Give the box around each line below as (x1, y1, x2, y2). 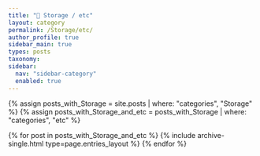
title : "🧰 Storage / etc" (8, 11, 93, 20)
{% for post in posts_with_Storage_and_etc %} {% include (8, 130, 196, 140)
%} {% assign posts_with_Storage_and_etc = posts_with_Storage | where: (8, 107, 247, 116)
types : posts (8, 48, 51, 56)
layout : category (8, 19, 65, 27)
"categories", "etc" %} (8, 115, 81, 125)
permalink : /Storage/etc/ (8, 26, 93, 34)
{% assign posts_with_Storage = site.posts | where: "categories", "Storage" (8, 99, 253, 108)
